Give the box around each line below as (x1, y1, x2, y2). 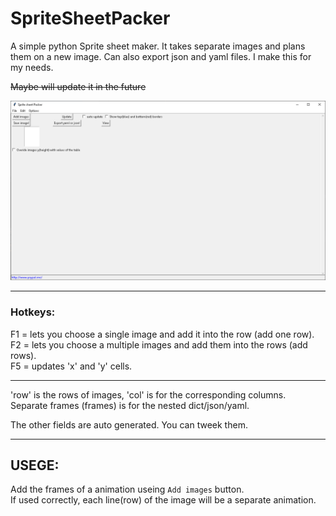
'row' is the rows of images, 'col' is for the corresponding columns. (10, 388, 287, 401)
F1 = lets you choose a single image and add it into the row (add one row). (10, 328, 315, 340)
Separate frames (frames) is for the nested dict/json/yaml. (10, 399, 250, 411)
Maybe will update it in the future (10, 80, 147, 92)
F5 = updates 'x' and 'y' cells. (10, 360, 133, 372)
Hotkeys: (10, 305, 56, 319)
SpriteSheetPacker (10, 7, 171, 30)
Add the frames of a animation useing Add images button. (10, 483, 245, 496)
